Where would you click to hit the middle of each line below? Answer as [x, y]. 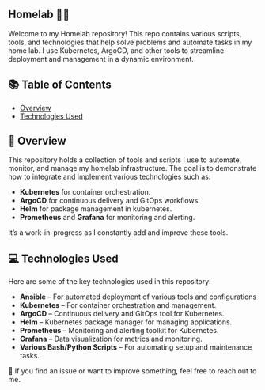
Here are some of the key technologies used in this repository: [110, 282]
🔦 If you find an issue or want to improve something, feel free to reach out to [132, 371]
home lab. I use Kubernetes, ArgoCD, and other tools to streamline [116, 50]
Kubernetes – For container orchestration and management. [118, 305]
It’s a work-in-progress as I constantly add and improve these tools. [118, 233]
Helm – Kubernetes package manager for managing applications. [126, 322]
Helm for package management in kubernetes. [96, 209]
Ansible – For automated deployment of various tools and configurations [138, 297]
